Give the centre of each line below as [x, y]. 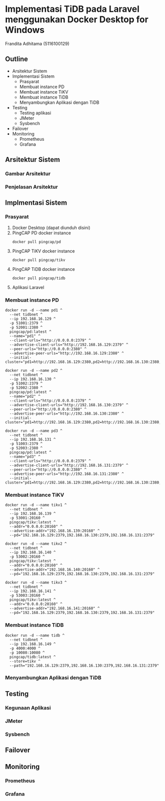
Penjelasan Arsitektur [31, 187]
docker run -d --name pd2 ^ [34, 370]
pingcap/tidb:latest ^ [33, 657]
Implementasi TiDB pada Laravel [72, 9]
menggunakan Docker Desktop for [77, 19]
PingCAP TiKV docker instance [43, 251]
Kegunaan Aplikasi [28, 707]
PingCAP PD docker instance [41, 233]
